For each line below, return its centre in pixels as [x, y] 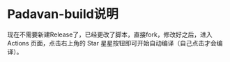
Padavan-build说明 [63, 14]
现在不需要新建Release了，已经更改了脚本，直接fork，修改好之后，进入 [110, 34]
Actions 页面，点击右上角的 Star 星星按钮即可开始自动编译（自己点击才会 [112, 43]
